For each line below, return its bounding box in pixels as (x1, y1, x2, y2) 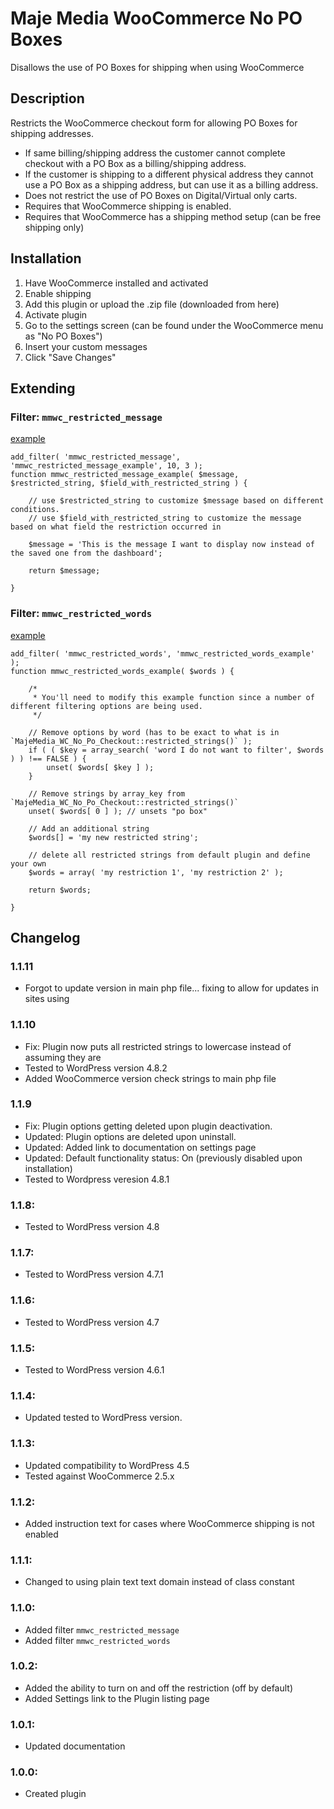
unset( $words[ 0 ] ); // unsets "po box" (28, 806, 208, 816)
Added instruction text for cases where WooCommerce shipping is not (24, 1517, 315, 1529)
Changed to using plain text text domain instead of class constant (24, 1576, 295, 1588)
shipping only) (24, 221, 85, 233)
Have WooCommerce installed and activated (24, 277, 209, 289)
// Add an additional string (28, 823, 150, 834)
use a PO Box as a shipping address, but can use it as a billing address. (24, 178, 319, 191)
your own (10, 858, 47, 869)
